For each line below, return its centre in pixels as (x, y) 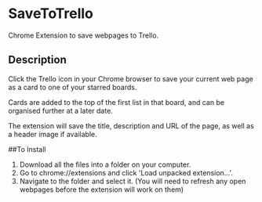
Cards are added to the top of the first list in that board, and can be (116, 102)
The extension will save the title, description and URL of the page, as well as (131, 125)
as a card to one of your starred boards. (73, 87)
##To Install (27, 149)
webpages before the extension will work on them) (102, 189)
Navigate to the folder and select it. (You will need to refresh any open (133, 181)
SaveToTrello (51, 14)
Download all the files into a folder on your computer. (105, 164)
